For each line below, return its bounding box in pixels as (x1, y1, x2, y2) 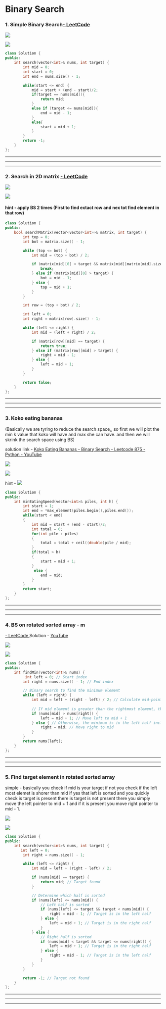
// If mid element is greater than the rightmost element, (31, 706, 156, 711)
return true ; (40, 343, 68, 349)
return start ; (23, 587, 52, 592)
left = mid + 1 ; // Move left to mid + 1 (40, 715, 127, 721)
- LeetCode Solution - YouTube (5, 633, 68, 639)
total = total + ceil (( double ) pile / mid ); (40, 541, 132, 546)
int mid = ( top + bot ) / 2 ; (31, 252, 90, 258)
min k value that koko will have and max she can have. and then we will (5, 431, 150, 437)
